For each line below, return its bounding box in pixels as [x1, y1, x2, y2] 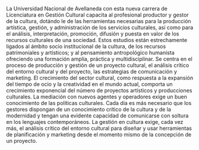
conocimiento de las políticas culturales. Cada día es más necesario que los [6, 100, 192, 106]
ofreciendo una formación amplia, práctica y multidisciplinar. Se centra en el [6, 56, 193, 62]
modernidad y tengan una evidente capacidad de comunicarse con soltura [6, 112, 189, 119]
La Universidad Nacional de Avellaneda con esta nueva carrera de [6, 5, 168, 12]
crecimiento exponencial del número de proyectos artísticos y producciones [6, 87, 192, 94]
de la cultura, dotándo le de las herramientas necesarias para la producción [6, 18, 191, 24]
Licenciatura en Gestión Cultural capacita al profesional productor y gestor [6, 11, 189, 18]
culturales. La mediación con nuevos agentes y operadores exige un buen [6, 93, 187, 100]
